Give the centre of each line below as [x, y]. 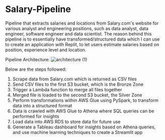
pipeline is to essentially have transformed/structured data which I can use [82, 39]
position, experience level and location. [46, 50]
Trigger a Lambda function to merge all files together [67, 89]
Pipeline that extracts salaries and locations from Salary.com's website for [82, 23]
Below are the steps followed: [36, 69]
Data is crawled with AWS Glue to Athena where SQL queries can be [83, 111]
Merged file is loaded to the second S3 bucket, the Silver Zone [77, 95]
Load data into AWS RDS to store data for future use [66, 121]
